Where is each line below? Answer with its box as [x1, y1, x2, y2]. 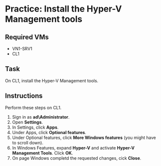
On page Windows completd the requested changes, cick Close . [12, 155, 142, 161]
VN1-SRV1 [12, 46, 32, 51]
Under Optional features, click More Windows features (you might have [12, 135, 156, 140]
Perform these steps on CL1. [5, 105, 62, 110]
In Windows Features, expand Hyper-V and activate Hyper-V [12, 145, 135, 151]
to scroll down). [12, 139, 44, 146]
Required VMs [5, 33, 49, 41]
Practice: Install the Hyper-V [5, 3, 122, 15]
